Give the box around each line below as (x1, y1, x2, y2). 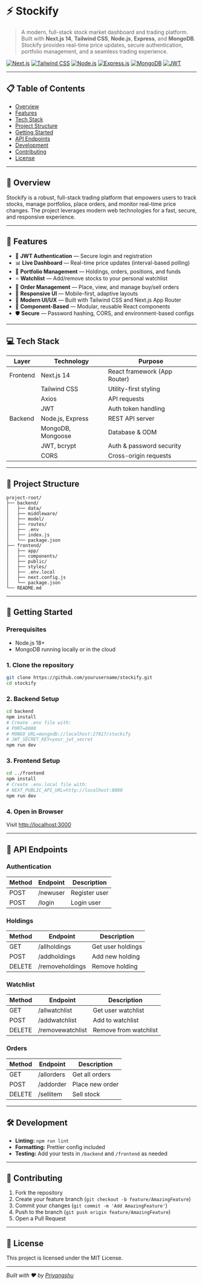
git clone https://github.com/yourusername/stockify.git (6, 674, 153, 680)
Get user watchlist (92, 1006, 144, 1015)
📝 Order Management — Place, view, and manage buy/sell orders (14, 283, 179, 291)
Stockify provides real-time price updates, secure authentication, (21, 41, 183, 49)
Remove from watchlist (92, 1026, 158, 1034)
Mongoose (40, 432, 71, 440)
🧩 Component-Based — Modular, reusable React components (14, 303, 170, 310)
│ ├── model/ (6, 516, 45, 522)
